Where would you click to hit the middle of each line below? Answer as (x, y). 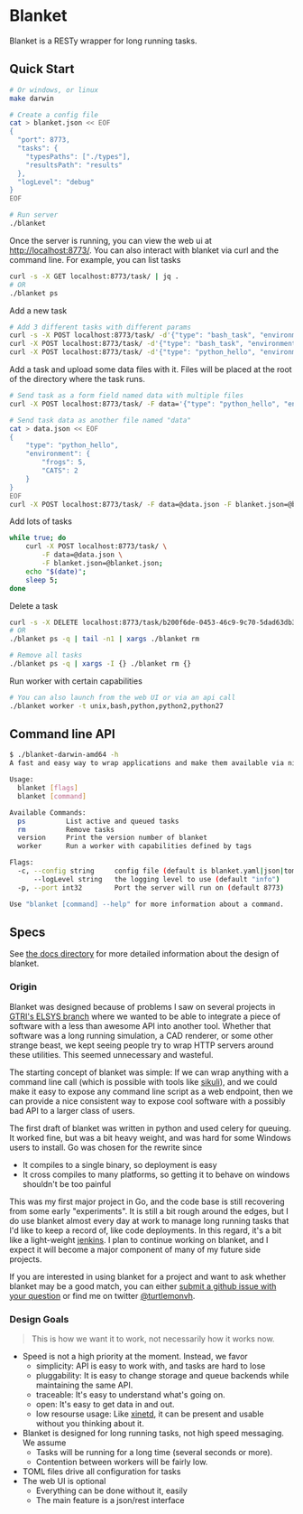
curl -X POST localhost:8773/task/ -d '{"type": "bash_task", (127, 344)
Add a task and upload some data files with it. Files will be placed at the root (151, 369)
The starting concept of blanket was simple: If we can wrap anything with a (149, 1072)
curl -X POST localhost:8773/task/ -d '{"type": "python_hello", (133, 352)
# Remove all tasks (46, 656)
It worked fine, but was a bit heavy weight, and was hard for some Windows (150, 1137)
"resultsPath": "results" (74, 165)
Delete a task (34, 605)
